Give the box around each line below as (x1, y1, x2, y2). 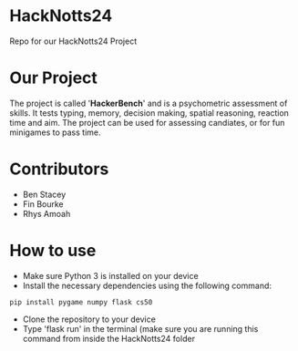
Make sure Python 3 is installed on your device (22, 270, 199, 281)
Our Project (9, 67, 98, 88)
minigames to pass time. (9, 127, 102, 138)
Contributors (9, 159, 109, 180)
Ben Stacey (22, 189, 67, 200)
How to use (9, 241, 97, 261)
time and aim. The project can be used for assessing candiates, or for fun (9, 117, 285, 128)
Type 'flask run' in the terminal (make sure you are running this (22, 323, 259, 334)
